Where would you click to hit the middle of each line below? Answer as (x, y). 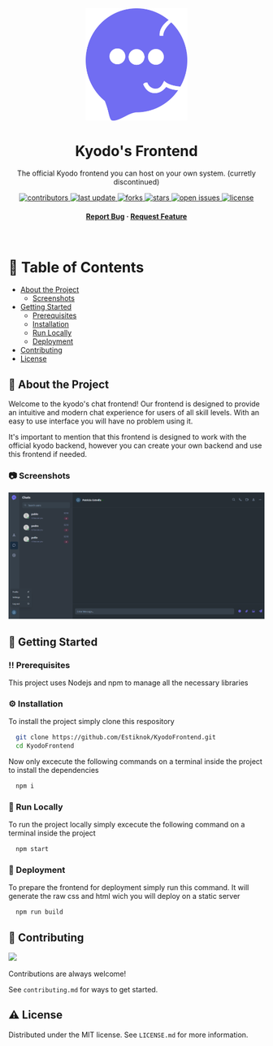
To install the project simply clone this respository (91, 722)
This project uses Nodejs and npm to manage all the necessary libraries (128, 683)
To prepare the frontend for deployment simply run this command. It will (129, 888)
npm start (32, 849)
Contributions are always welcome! (67, 974)
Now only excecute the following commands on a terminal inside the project (135, 762)
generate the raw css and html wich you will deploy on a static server (124, 896)
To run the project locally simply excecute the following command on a (127, 825)
